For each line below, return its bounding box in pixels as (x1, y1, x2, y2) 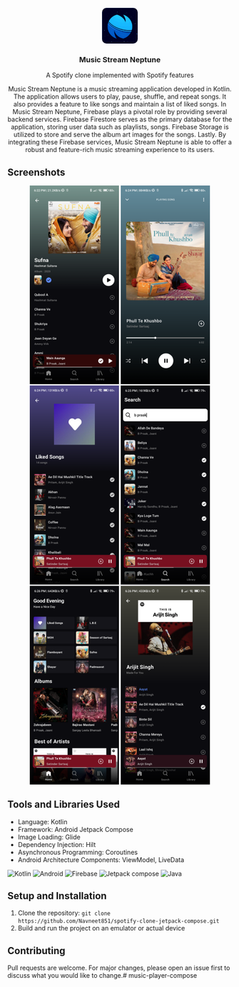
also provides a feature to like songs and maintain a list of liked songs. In (13, 100, 227, 109)
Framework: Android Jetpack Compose (17, 825, 133, 833)
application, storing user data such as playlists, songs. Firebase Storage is (10, 123, 230, 131)
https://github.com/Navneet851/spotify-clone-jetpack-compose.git (17, 918, 220, 925)
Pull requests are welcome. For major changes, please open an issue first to (7, 963, 230, 972)
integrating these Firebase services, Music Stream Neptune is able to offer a (8, 138, 232, 146)
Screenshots (7, 166, 66, 179)
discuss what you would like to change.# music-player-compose (7, 971, 198, 980)
